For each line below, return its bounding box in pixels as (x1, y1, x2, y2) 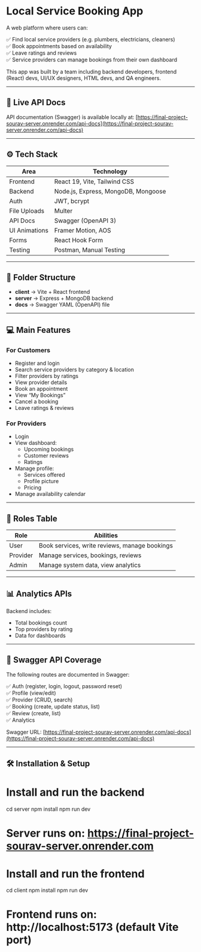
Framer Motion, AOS (54, 226, 111, 234)
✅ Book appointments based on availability (6, 42, 112, 49)
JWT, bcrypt (54, 197, 90, 205)
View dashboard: (14, 439, 57, 447)
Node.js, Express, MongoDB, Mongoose (54, 187, 166, 195)
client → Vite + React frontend (14, 288, 90, 296)
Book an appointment (14, 385, 68, 392)
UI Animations (9, 226, 49, 234)
